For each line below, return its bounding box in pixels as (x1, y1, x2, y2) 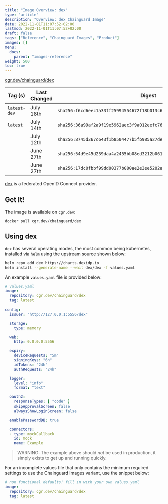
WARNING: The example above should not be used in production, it (17, 450, 156, 456)
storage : (9, 321, 28, 326)
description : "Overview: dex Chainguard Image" (5, 17, 106, 22)
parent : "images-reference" (14, 54, 72, 59)
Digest (140, 92, 156, 99)
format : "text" (14, 385, 46, 390)
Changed (30, 95, 53, 103)
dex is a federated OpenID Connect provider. (5, 181, 97, 187)
